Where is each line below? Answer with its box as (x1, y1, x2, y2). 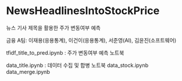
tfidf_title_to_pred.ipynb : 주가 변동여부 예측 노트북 (6, 49, 125, 56)
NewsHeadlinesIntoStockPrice (6, 4, 160, 18)
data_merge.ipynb (6, 68, 50, 75)
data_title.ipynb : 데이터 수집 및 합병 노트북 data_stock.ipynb (6, 62, 149, 69)
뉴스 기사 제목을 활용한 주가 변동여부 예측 (6, 24, 101, 31)
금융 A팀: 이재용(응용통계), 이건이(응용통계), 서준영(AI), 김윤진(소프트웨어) (6, 36, 177, 43)
